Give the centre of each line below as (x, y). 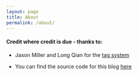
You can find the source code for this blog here (73, 66)
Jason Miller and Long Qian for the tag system (72, 55)
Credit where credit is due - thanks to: (55, 42)
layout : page (22, 12)
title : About (22, 17)
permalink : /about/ (31, 23)
